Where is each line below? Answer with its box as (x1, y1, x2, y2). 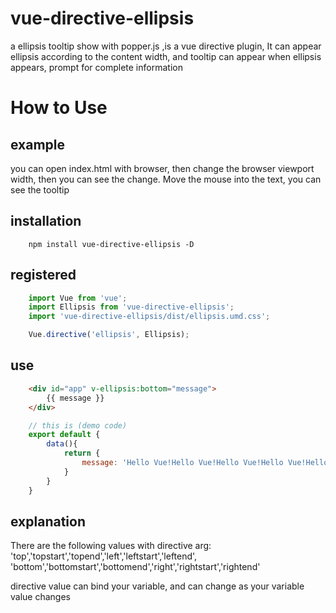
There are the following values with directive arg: (10, 540, 212, 552)
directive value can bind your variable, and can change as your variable (10, 580, 305, 592)
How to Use (10, 97, 108, 119)
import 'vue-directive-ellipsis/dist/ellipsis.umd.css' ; (28, 312, 271, 322)
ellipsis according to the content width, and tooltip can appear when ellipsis (10, 50, 322, 62)
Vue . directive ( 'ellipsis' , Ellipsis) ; (28, 330, 190, 340)
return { (63, 448, 101, 459)
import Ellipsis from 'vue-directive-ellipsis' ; (28, 302, 235, 312)
